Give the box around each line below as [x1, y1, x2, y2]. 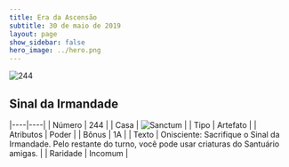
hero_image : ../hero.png [9, 46, 101, 55]
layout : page [9, 29, 58, 38]
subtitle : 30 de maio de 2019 [9, 21, 122, 30]
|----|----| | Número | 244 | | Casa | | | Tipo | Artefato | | [9, 119, 257, 130]
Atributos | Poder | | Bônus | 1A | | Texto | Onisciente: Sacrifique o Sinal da [9, 129, 280, 139]
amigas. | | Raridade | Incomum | [9, 147, 129, 158]
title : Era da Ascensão [9, 12, 98, 22]
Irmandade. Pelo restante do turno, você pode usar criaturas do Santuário [9, 139, 280, 149]
